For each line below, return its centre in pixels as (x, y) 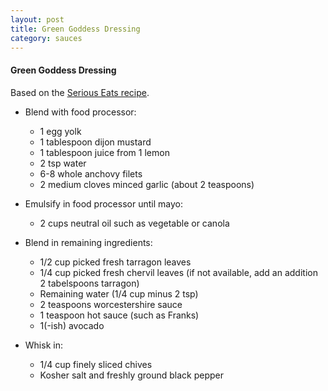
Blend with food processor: (80, 112)
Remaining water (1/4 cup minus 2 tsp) (119, 293)
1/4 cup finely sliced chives (96, 364)
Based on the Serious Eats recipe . (80, 92)
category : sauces (46, 38)
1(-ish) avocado (72, 325)
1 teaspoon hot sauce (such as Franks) (119, 315)
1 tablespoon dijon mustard (95, 142)
